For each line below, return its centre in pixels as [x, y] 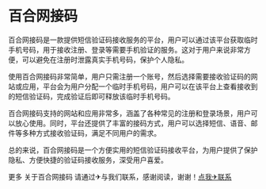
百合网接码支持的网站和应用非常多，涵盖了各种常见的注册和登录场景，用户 [129, 113]
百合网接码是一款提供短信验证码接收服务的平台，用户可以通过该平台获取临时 [133, 40]
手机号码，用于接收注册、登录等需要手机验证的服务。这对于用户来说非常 [126, 49]
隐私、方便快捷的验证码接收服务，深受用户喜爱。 [88, 160]
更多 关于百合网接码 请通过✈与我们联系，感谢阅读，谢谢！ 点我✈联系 [120, 176]
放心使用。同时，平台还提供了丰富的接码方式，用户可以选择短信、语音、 [133, 123]
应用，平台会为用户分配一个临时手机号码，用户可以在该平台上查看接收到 [140, 86]
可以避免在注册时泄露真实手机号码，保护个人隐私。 [105, 60]
